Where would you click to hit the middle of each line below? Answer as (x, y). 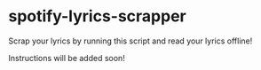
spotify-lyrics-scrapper (98, 16)
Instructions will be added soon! (67, 58)
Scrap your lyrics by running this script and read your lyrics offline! (130, 41)
